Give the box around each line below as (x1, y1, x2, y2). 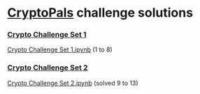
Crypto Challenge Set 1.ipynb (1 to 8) (7, 45, 113, 54)
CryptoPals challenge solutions (7, 5, 194, 21)
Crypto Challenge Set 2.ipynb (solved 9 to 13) (7, 79, 138, 87)
